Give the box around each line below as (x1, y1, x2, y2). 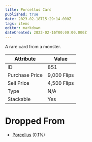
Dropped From (5, 115, 65, 127)
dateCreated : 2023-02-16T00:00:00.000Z (5, 30, 87, 35)
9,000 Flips (47, 72, 74, 78)
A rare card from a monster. (5, 44, 61, 49)
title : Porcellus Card (5, 7, 52, 12)
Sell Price (7, 80, 30, 86)
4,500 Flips (47, 80, 74, 86)
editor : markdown (5, 26, 41, 31)
